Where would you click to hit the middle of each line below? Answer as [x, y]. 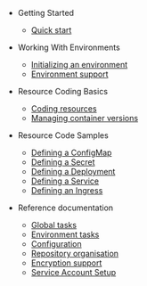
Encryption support [66, 263]
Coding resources [64, 109]
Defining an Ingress [67, 190]
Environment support [69, 74]
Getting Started [45, 13]
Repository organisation [74, 253]
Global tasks [54, 225]
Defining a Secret [63, 162]
